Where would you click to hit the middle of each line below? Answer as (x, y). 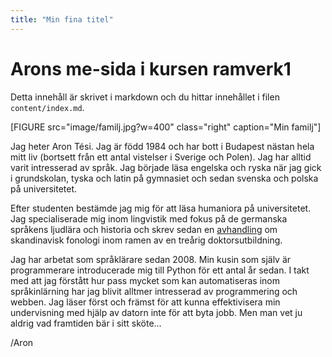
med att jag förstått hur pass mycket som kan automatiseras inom (145, 280)
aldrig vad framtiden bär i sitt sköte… (86, 323)
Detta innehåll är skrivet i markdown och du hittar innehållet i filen (145, 97)
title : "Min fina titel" (62, 19)
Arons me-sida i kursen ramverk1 (151, 68)
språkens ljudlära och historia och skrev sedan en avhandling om (144, 229)
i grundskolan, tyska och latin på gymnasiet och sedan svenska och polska (164, 178)
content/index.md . (47, 107)
